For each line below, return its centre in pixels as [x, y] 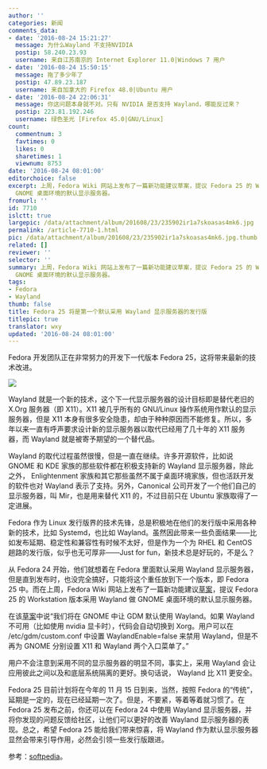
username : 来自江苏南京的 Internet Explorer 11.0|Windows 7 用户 [120, 61]
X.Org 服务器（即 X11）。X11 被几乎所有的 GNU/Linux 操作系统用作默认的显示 [132, 409]
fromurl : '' [28, 201]
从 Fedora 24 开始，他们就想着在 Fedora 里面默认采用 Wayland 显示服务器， [133, 569]
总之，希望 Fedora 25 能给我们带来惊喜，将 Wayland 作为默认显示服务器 [140, 730]
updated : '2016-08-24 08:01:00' [62, 334]
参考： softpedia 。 [38, 756]
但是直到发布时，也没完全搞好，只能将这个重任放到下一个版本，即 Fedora [128, 580]
